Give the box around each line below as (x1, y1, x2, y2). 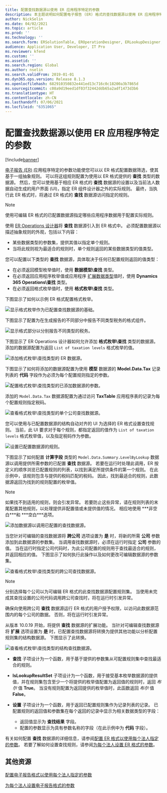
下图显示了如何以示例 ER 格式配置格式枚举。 (5, 296, 96, 302)
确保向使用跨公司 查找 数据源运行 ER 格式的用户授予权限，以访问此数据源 (5, 605, 155, 611)
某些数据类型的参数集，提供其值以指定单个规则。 (12, 239, 112, 245)
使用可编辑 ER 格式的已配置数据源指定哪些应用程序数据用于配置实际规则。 (5, 212, 157, 218)
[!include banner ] (5, 156, 39, 162)
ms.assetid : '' (5, 58, 37, 63)
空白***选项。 (28, 511, 57, 518)
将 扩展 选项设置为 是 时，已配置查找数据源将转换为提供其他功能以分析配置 (5, 628, 158, 634)
